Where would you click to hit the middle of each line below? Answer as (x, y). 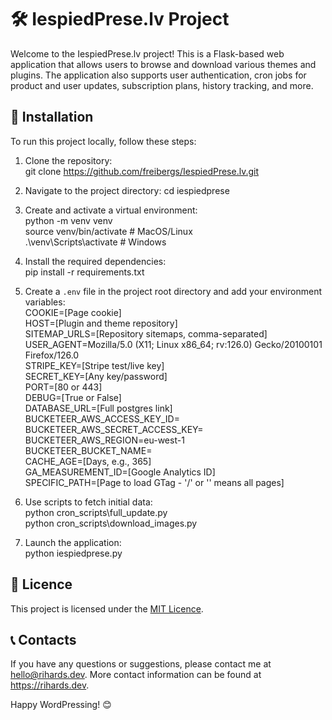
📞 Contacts (43, 639)
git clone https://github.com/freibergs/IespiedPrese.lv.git (141, 171)
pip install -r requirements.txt (84, 272)
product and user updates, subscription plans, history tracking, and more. (162, 85)
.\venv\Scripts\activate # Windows (95, 242)
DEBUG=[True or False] (73, 397)
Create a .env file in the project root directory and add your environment (173, 291)
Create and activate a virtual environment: (111, 210)
